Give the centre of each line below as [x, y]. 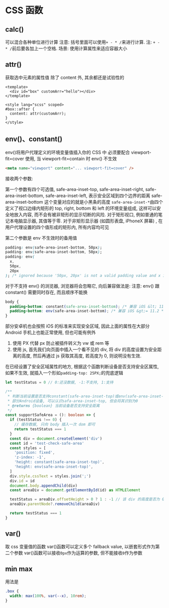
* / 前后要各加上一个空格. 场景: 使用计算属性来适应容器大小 [66, 48]
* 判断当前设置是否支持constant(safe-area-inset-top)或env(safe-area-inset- [86, 396]
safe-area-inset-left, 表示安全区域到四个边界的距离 [98, 196]
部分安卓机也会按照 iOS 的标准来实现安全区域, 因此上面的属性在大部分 [77, 326]
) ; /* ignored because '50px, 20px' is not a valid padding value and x [83, 275]
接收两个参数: [19, 178]
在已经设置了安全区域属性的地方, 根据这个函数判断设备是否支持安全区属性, [82, 366]
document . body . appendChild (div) [44, 486]
